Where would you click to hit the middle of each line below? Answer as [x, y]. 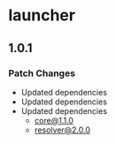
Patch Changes [42, 73]
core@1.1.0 [54, 120]
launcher [42, 15]
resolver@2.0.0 [62, 130]
